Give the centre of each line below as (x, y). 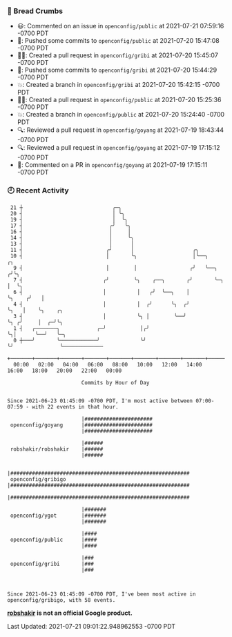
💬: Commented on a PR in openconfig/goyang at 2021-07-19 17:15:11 (112, 165)
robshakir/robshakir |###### (57, 449)
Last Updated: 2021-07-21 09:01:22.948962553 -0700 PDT (91, 626)
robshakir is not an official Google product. (70, 613)
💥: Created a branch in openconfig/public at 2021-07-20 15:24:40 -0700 (121, 115)
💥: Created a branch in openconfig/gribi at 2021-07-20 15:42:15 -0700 (118, 85)
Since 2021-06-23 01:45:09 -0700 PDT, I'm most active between (100, 401)
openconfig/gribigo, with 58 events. (61, 600)
